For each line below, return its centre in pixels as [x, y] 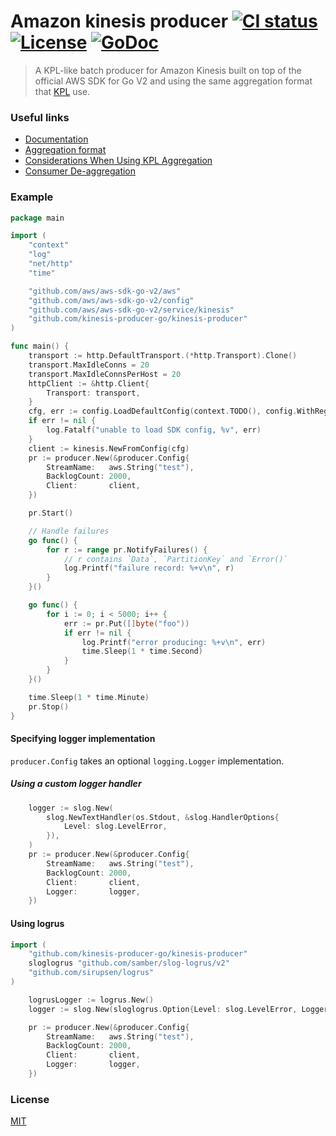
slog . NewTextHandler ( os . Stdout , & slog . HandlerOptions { [163, 817]
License [30, 1099]
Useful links [40, 117]
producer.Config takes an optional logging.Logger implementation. [147, 761]
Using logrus [37, 923]
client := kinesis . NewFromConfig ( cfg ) [109, 448]
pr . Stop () [49, 706]
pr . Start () [51, 513]
